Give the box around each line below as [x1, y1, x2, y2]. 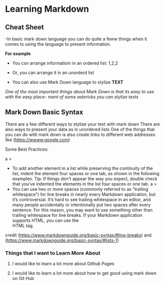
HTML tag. [12, 222, 34, 229]
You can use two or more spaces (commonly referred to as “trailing [12, 186, 148, 192]
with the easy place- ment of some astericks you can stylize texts [5, 94, 138, 100]
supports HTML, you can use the [12, 217, 79, 223]
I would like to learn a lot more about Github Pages [12, 261, 114, 267]
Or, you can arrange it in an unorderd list [12, 70, 94, 76]
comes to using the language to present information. [5, 41, 111, 47]
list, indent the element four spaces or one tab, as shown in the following [12, 170, 160, 176]
